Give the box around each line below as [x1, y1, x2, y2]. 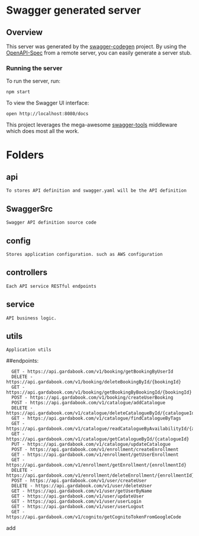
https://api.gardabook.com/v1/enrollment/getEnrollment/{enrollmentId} [6, 462, 187, 468]
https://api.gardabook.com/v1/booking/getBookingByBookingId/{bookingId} [6, 389, 192, 395]
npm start [6, 89, 31, 95]
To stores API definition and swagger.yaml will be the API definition [6, 188, 187, 194]
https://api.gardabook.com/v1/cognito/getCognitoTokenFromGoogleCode [6, 514, 182, 520]
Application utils [6, 347, 52, 353]
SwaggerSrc [6, 204, 53, 214]
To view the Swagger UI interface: [6, 99, 89, 107]
